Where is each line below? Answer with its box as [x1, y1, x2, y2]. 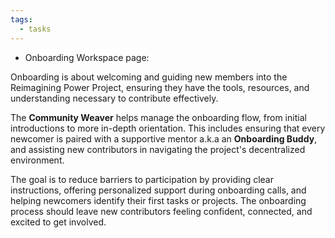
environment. [10, 154, 65, 166]
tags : [10, 14, 33, 25]
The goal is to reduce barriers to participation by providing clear [10, 173, 274, 185]
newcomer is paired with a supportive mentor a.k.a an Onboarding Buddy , [10, 132, 318, 145]
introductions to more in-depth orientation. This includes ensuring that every [10, 122, 326, 134]
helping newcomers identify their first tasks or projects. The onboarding [10, 194, 307, 206]
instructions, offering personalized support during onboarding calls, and [10, 184, 307, 196]
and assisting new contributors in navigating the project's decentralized [10, 143, 306, 155]
